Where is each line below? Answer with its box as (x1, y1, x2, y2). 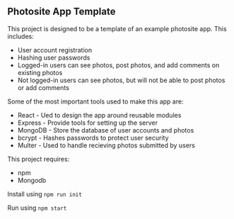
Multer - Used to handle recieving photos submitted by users (17, 141, 196, 150)
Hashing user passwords (17, 53, 90, 62)
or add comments (17, 83, 69, 91)
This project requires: (7, 155, 70, 163)
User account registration (17, 45, 93, 54)
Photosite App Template (7, 6, 116, 18)
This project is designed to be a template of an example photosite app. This (7, 24, 228, 33)
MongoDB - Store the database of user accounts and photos (17, 125, 194, 134)
